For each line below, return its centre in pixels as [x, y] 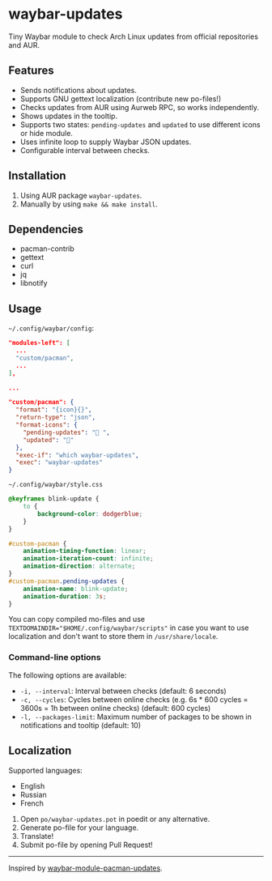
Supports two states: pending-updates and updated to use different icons [140, 124]
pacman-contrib [47, 249]
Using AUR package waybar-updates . [81, 195]
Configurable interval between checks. [85, 150]
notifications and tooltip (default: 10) [81, 725]
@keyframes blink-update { [54, 499]
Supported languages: [45, 770]
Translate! [37, 836]
